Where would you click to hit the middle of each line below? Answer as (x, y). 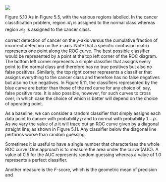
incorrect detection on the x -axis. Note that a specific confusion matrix (78, 45)
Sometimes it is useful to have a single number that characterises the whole (83, 144)
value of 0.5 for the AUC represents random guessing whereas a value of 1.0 (83, 155)
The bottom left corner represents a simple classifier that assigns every (78, 61)
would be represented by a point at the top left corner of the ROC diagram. (81, 56)
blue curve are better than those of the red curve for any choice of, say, (78, 88)
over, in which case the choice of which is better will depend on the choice (82, 98)
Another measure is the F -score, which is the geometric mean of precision (81, 170)
